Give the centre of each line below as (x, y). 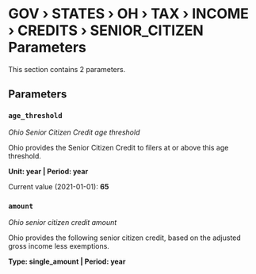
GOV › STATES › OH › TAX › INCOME (129, 14)
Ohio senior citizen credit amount (63, 222)
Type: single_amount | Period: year (67, 261)
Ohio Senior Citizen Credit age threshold (74, 132)
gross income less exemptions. (59, 245)
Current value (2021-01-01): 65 (59, 186)
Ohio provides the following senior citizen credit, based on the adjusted (125, 238)
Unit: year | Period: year (48, 171)
